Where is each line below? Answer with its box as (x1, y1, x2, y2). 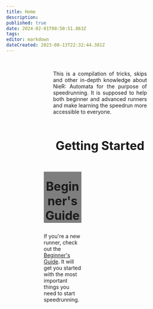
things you (43, 283, 70, 290)
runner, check (43, 238, 78, 246)
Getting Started (55, 138, 145, 153)
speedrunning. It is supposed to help (53, 89, 147, 96)
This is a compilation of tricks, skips (53, 70, 147, 77)
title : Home (6, 8, 36, 15)
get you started (43, 264, 82, 271)
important (43, 277, 68, 284)
